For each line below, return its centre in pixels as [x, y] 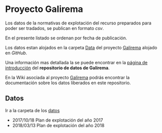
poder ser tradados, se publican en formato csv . [55, 28]
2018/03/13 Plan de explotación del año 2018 [58, 125]
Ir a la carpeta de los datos [33, 110]
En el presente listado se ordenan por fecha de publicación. [66, 38]
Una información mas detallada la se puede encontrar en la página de [76, 62]
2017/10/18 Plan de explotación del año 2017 [58, 120]
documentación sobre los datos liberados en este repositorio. [68, 83]
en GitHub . [16, 53]
